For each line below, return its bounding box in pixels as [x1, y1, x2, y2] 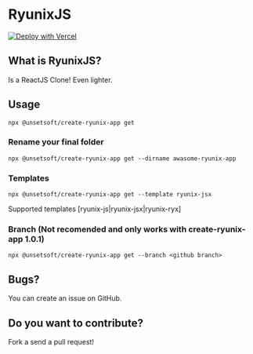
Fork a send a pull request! [8, 338, 94, 347]
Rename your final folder [8, 137, 104, 148]
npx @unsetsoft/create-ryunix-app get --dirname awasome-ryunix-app [8, 155, 237, 162]
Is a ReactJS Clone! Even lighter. [8, 75, 113, 84]
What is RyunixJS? [8, 54, 102, 68]
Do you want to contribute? [8, 316, 143, 330]
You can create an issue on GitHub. [8, 294, 122, 303]
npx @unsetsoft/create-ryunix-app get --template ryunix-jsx [8, 191, 212, 199]
